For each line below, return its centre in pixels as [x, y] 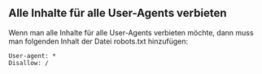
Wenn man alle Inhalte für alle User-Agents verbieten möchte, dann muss [131, 32]
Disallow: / [28, 63]
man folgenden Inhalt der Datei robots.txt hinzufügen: [98, 41]
